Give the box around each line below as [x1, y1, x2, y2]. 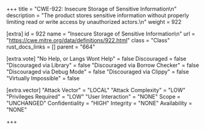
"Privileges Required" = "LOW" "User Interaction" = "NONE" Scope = [6, 93, 181, 100]
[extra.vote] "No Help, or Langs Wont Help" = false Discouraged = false [6, 55, 187, 62]
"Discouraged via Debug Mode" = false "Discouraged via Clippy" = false [6, 68, 189, 75]
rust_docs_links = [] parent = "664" [6, 43, 95, 50]
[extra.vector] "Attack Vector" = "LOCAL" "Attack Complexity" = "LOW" [6, 86, 185, 94]
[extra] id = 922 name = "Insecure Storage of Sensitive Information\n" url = [6, 30, 196, 37]
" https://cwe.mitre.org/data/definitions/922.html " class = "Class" [6, 37, 170, 44]
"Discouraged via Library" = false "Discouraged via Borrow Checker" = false [6, 61, 199, 69]
